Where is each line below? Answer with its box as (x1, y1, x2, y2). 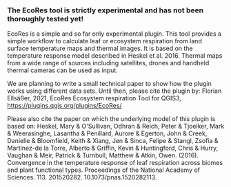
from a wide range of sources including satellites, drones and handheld (7, 59, 210, 67)
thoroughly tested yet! (7, 14, 84, 23)
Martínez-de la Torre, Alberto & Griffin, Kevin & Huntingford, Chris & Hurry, (7, 144, 219, 153)
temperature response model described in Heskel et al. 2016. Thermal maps (7, 52, 223, 60)
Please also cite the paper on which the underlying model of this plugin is (7, 115, 216, 123)
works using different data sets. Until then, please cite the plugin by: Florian (7, 87, 222, 95)
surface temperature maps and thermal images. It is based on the (7, 44, 193, 53)
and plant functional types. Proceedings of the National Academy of (7, 166, 201, 174)
